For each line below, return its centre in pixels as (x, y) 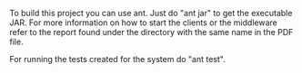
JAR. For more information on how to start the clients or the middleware (143, 23)
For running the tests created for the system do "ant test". (117, 59)
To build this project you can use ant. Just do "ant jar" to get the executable (151, 13)
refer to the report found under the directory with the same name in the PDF (151, 32)
